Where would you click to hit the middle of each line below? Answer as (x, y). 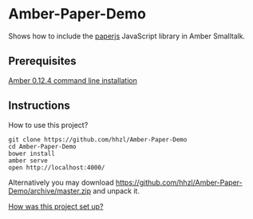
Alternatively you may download (61, 182)
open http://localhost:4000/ (57, 167)
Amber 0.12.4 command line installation (73, 80)
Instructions (39, 106)
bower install (32, 153)
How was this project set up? (56, 206)
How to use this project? (48, 125)
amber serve (28, 161)
